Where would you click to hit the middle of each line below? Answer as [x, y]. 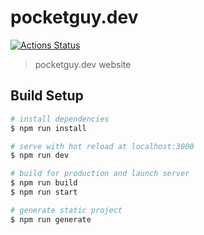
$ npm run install [48, 128]
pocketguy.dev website [83, 64]
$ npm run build [44, 183]
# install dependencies [60, 119]
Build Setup [47, 96]
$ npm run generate [51, 219]
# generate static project [66, 210]
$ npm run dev [40, 156]
